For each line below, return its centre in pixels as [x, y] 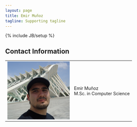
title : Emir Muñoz [24, 16]
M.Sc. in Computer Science [102, 93]
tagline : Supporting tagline [35, 21]
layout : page [19, 10]
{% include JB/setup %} [30, 36]
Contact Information [37, 51]
